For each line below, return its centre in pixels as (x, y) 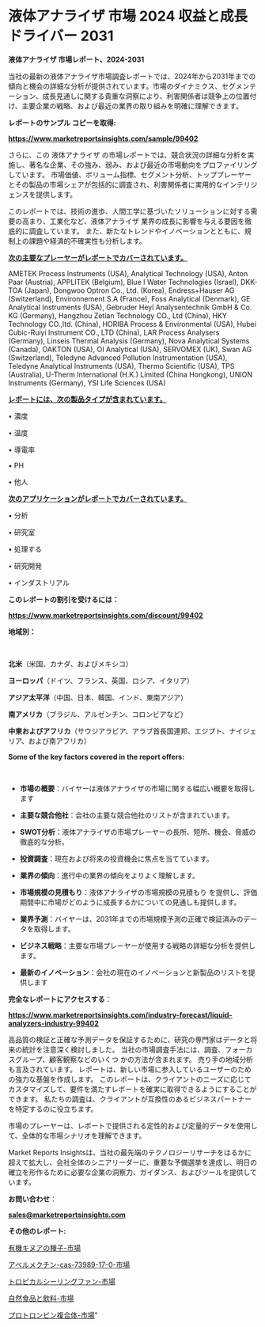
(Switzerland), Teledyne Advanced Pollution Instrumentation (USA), (118, 358)
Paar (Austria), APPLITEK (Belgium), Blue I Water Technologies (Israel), (123, 282)
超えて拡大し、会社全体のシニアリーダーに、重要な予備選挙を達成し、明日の (132, 1162)
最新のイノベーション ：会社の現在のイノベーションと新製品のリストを (134, 972)
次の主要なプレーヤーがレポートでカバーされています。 (98, 257)
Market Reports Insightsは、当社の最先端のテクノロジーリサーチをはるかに (130, 1152)
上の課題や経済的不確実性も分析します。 (80, 241)
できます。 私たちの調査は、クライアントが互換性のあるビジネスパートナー (130, 1099)
